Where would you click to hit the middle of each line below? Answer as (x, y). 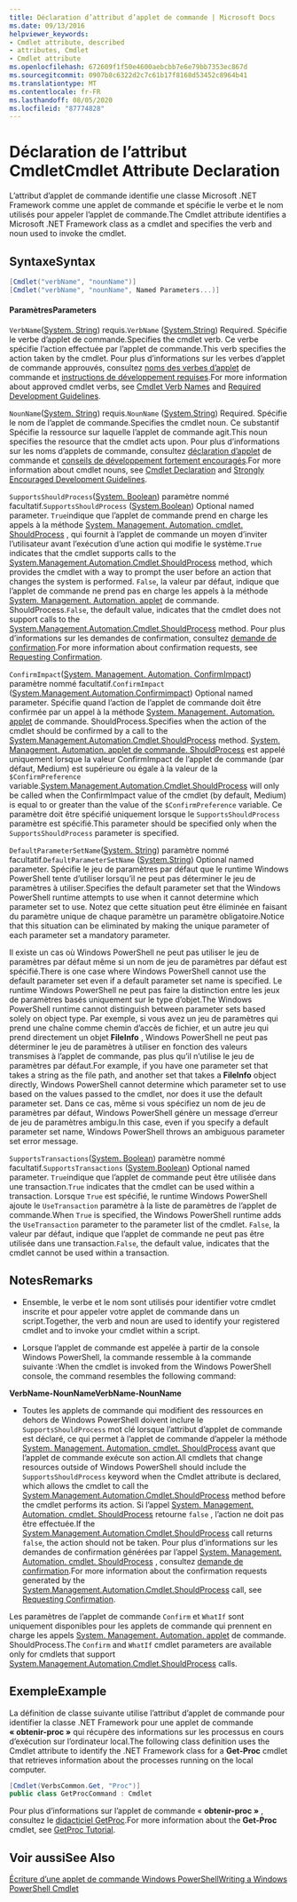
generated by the (54, 1580)
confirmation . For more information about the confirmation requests (145, 1571)
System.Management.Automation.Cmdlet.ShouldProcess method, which (141, 562)
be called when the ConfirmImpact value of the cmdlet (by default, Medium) (148, 795)
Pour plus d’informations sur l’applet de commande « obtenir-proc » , (137, 1811)
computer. (28, 1770)
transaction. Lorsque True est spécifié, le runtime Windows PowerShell (138, 1196)
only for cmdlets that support (62, 1654)
